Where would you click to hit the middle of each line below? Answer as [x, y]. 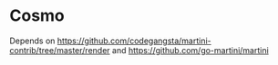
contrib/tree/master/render [60, 50]
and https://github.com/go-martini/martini [190, 50]
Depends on [32, 41]
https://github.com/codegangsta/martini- [134, 41]
